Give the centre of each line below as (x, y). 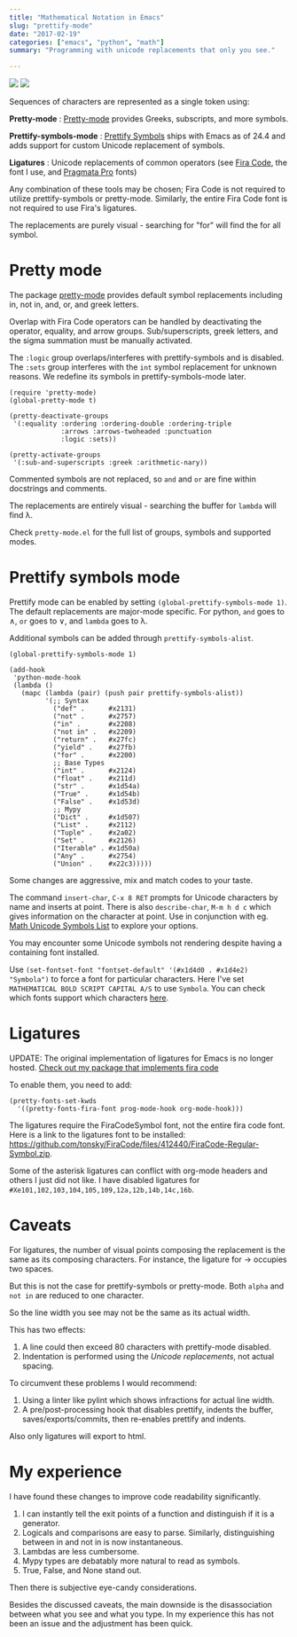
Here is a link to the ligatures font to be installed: (98, 1134)
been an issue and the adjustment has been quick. (101, 1623)
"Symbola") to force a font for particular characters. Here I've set (127, 979)
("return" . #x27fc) (95, 740)
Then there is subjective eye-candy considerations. (103, 1587)
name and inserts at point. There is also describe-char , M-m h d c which (141, 907)
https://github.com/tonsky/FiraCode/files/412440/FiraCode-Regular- (134, 1144)
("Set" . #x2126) (95, 841)
